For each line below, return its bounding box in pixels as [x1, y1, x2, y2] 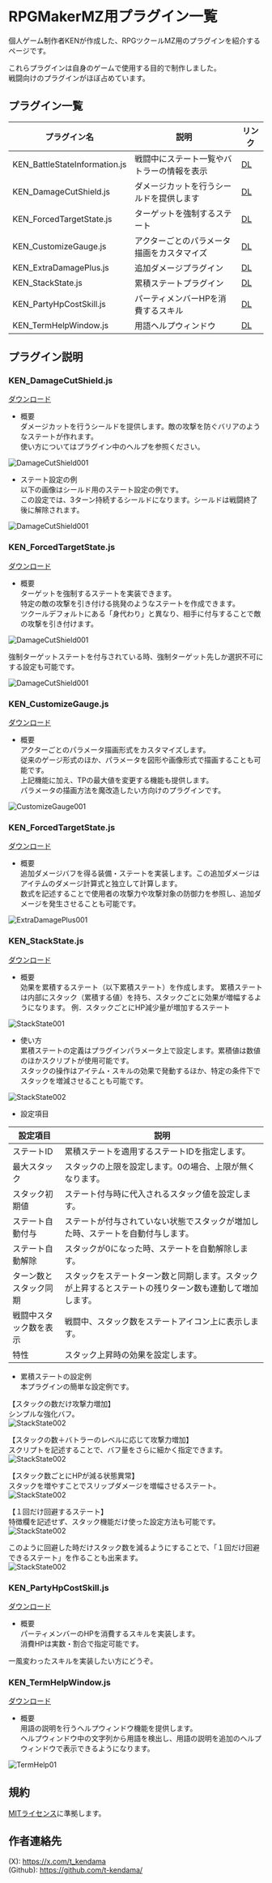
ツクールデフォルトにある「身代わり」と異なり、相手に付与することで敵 [19, 608, 261, 618]
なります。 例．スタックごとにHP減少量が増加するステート [34, 1002, 231, 1012]
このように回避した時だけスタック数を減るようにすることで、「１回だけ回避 [8, 1542, 261, 1552]
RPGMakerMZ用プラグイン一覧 [8, 7, 218, 26]
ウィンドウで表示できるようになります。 [19, 1744, 155, 1753]
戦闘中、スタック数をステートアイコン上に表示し [64, 1315, 251, 1327]
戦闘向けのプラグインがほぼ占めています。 [8, 73, 150, 83]
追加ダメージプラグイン [134, 262, 224, 274]
